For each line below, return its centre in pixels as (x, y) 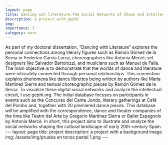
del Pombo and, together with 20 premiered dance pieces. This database (80, 105)
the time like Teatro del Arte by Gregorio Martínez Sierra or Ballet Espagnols (83, 116)
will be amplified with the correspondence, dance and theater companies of (83, 111)
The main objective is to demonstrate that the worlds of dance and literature (83, 68)
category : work (21, 33)
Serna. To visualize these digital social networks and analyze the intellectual (83, 89)
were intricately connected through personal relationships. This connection (82, 73)
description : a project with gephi (42, 19)
